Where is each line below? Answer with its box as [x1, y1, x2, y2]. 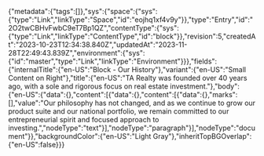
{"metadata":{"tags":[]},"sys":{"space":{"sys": [8, 7, 158, 16]
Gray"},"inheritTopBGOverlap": [152, 132, 252, 140]
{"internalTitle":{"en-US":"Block [8, 65, 112, 74]
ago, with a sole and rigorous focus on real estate [8, 82, 169, 91]
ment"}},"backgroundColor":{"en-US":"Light [8, 132, 152, 140]
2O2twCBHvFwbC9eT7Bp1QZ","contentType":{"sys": [8, 24, 179, 32]
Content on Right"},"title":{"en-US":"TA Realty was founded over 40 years [8, 74, 247, 82]
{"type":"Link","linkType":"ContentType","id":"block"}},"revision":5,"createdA [8, 31, 256, 41]
